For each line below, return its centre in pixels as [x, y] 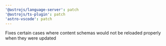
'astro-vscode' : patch [29, 19]
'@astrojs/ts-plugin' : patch [35, 14]
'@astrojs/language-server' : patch [42, 10]
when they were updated [31, 38]
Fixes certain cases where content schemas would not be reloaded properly [83, 33]
